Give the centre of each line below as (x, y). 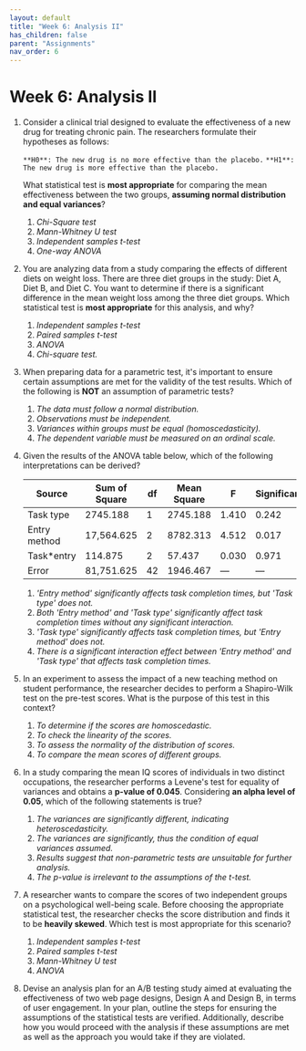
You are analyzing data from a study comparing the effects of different (155, 269)
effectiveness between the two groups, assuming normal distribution (154, 195)
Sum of (111, 488)
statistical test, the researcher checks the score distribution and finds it (156, 914)
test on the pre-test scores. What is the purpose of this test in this (146, 698)
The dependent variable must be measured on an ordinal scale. (156, 438)
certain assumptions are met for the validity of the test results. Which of (158, 382)
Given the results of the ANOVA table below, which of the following (148, 456)
